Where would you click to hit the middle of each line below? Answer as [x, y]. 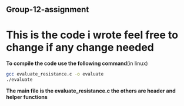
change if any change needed [80, 47]
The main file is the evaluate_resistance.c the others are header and [91, 91]
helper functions [27, 97]
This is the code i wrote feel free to [92, 35]
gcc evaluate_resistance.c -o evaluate [55, 74]
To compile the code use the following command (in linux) [77, 63]
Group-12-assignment [48, 10]
